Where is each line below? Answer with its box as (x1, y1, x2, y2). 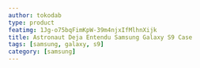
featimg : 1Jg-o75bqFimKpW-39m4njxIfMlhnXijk (8, 26, 157, 34)
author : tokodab (8, 11, 62, 20)
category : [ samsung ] (8, 48, 77, 55)
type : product (8, 19, 55, 27)
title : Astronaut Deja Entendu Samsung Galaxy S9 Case (8, 33, 193, 41)
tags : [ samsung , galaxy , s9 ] (8, 41, 104, 48)
